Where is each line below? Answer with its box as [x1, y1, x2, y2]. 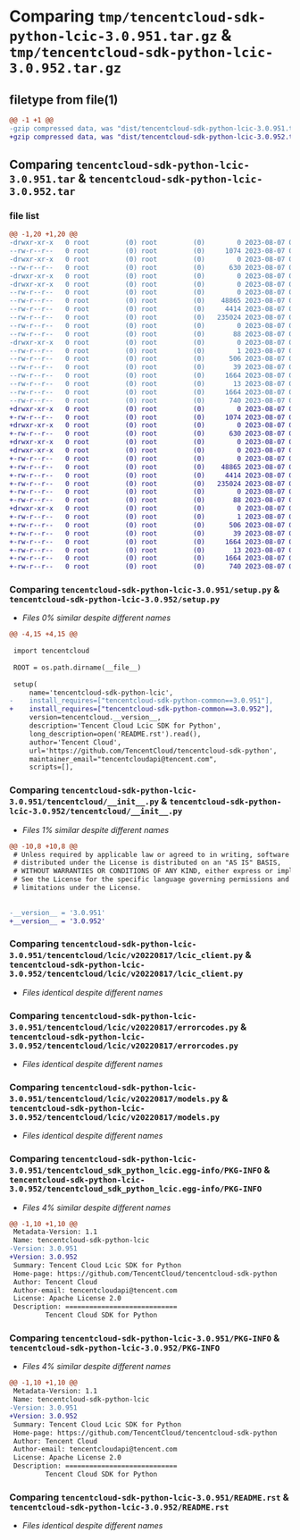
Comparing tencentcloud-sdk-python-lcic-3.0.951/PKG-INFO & [9, 1332, 280, 1344]
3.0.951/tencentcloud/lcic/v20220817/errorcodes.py [9, 1022, 239, 1032]
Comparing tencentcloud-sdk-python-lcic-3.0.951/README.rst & [9, 1491, 289, 1503]
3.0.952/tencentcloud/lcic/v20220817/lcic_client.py [9, 969, 244, 980]
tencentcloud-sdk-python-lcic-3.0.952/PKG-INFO [9, 1343, 221, 1353]
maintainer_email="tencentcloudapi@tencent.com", [29, 754, 218, 763]
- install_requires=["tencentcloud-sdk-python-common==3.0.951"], [9, 696, 274, 705]
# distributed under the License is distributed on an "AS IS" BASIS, [12, 858, 281, 868]
